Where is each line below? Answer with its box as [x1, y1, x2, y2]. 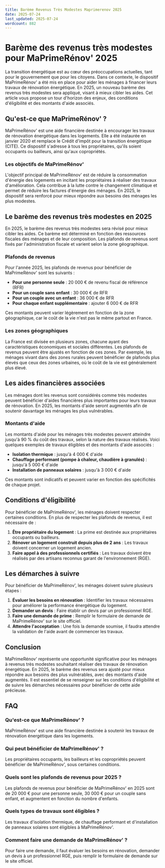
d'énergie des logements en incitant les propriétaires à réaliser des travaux [5, 177, 157, 183]
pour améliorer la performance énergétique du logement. [12, 603, 128, 609]
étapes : [5, 588, 22, 594]
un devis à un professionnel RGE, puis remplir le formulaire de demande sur [5, 853, 158, 859]
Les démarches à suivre [5, 570, 80, 578]
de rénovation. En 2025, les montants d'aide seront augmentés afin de [5, 402, 147, 409]
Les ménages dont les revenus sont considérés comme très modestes [5, 392, 147, 398]
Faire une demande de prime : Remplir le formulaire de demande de [12, 613, 151, 619]
